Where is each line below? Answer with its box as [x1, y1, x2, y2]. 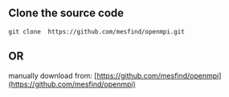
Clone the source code [8, 6, 125, 20]
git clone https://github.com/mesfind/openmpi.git [8, 27, 185, 35]
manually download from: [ [8, 71, 97, 80]
